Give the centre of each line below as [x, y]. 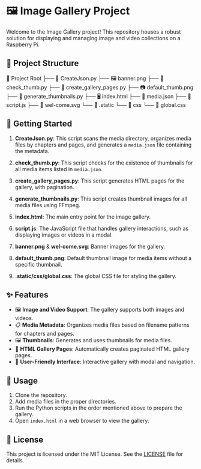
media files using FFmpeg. [48, 205]
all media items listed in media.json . [59, 169]
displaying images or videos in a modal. [64, 235]
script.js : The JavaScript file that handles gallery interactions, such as [102, 228]
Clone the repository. [41, 395]
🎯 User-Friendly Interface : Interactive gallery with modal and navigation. [105, 362]
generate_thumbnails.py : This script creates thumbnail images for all [101, 199]
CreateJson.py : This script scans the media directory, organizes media [103, 138]
